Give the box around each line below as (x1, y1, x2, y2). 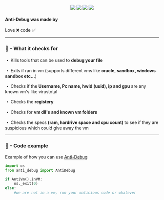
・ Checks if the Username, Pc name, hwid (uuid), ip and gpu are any (5, 83, 146, 89)
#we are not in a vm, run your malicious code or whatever (14, 190, 137, 195)
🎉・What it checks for (5, 45, 58, 52)
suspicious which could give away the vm (5, 125, 89, 131)
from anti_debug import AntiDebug (5, 168, 76, 173)
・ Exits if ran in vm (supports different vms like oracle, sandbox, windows (5, 67, 156, 73)
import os (5, 163, 25, 168)
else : (5, 186, 16, 191)
